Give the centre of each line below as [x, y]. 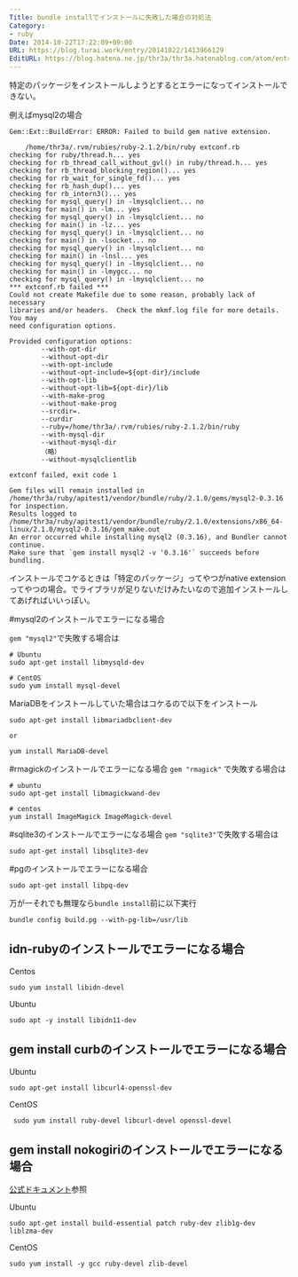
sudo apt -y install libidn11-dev [73, 1020]
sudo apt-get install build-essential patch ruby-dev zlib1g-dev [132, 1224]
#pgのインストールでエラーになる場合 [78, 869]
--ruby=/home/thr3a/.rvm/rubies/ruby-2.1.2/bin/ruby [141, 427]
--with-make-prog [73, 396]
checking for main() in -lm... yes [75, 209]
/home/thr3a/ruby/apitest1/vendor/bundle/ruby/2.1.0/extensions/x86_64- [146, 522]
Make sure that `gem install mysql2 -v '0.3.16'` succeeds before [134, 553]
